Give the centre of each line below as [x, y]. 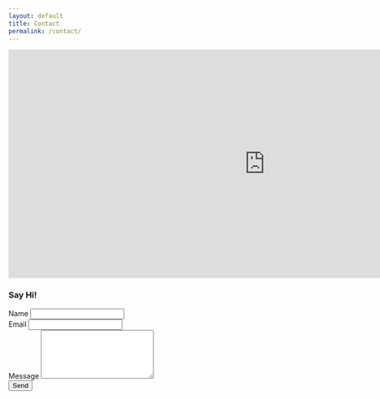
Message [24, 375]
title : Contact [34, 24]
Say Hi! [23, 295]
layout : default [36, 16]
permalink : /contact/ [45, 31]
